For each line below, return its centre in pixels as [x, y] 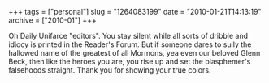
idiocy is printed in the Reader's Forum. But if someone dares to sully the [130, 44]
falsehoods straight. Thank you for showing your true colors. [110, 70]
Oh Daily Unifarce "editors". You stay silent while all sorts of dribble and [128, 36]
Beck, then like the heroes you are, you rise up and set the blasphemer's [130, 61]
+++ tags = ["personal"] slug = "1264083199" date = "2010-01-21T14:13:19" [135, 12]
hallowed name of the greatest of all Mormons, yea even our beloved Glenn [134, 53]
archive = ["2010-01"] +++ [53, 20]
